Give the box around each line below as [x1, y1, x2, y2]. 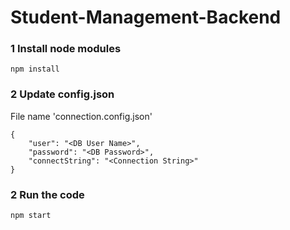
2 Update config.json [10, 87, 115, 101]
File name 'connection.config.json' [10, 110, 153, 122]
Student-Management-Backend [10, 6, 282, 29]
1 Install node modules [10, 42, 122, 56]
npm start [10, 211, 52, 221]
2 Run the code [10, 187, 85, 201]
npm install [10, 64, 60, 75]
